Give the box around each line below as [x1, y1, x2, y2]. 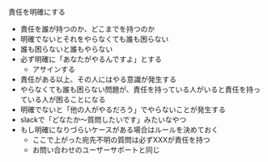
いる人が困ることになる [27, 95, 106, 104]
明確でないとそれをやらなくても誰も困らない [19, 35, 169, 44]
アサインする [32, 64, 75, 74]
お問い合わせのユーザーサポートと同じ [32, 145, 160, 155]
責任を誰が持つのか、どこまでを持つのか [19, 24, 155, 34]
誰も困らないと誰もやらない [19, 44, 113, 54]
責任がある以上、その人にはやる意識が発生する [19, 75, 177, 84]
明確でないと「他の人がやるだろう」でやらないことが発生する [19, 105, 226, 114]
